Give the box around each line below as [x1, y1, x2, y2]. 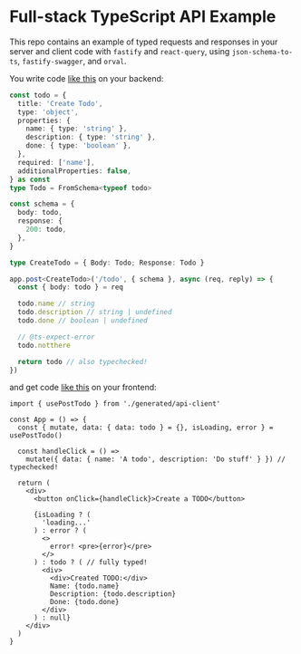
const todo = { [9, 91, 67, 100]
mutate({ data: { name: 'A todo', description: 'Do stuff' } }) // [25, 455, 286, 464]
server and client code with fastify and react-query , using [9, 45, 230, 56]
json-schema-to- [231, 47, 293, 56]
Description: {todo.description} [49, 590, 177, 599]
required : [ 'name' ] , [17, 158, 95, 167]
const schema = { [9, 199, 75, 209]
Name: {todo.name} [49, 582, 120, 591]
